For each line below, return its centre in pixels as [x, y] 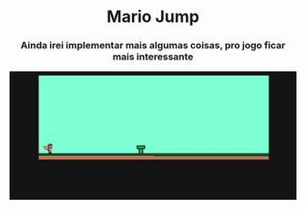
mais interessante [153, 57]
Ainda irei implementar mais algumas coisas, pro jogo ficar [153, 46]
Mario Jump [153, 17]
